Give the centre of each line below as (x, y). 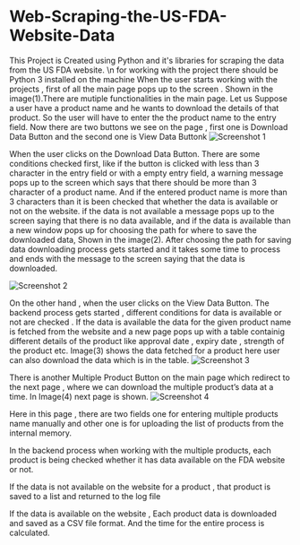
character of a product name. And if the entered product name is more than (149, 192)
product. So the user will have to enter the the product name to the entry (143, 117)
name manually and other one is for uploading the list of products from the (146, 423)
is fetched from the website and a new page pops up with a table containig (147, 331)
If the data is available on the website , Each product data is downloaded (143, 514)
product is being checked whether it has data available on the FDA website (147, 460)
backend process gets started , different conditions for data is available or (146, 312)
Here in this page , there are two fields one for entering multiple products (144, 413)
